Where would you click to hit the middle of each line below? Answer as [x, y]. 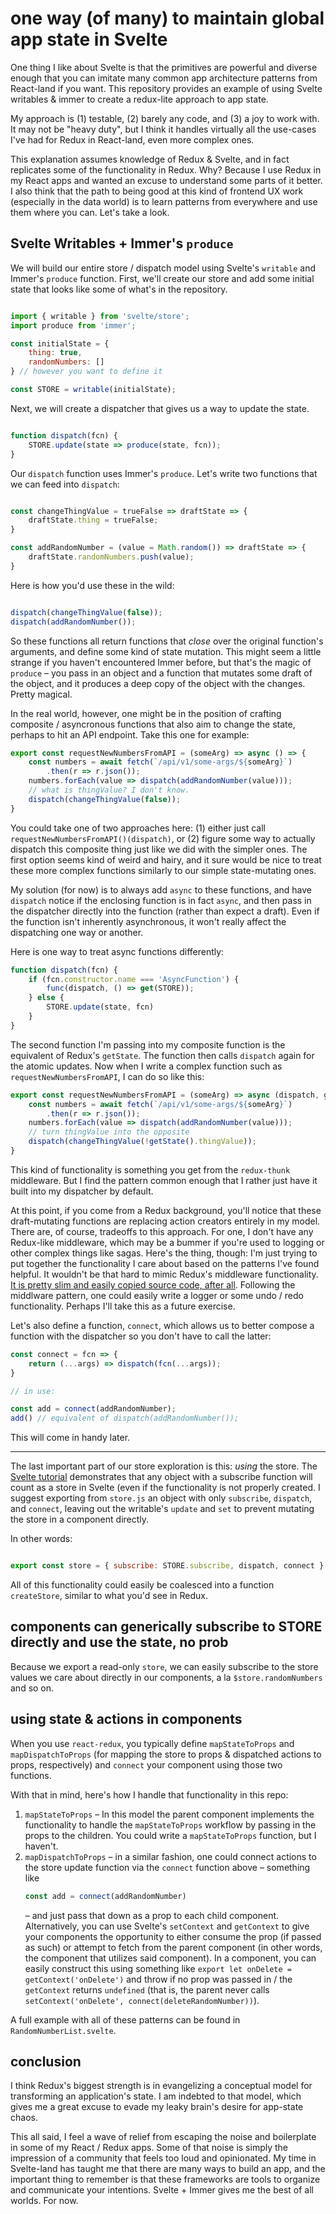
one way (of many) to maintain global [167, 18]
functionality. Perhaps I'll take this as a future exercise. [123, 1306]
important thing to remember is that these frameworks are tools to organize [165, 2179]
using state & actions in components [126, 1719]
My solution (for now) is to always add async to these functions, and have [161, 889]
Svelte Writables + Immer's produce [122, 243]
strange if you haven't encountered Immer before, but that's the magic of [161, 662]
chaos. [24, 2118]
